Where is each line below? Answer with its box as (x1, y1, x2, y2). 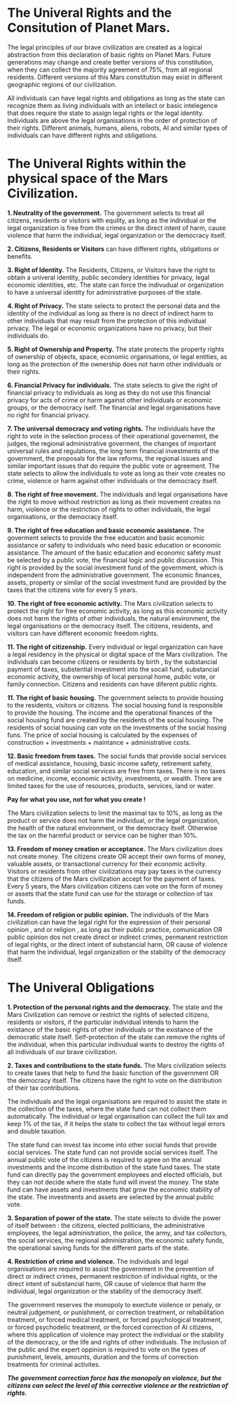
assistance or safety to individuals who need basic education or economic (7, 541, 222, 549)
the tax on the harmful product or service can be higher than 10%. (7, 831, 198, 839)
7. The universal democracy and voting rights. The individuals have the (7, 424, 216, 433)
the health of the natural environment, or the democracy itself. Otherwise (7, 823, 218, 832)
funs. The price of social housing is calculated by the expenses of (7, 731, 197, 739)
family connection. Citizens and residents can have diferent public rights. (7, 680, 218, 688)
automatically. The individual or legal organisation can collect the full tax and (7, 1112, 228, 1120)
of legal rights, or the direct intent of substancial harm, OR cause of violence (7, 940, 228, 948)
